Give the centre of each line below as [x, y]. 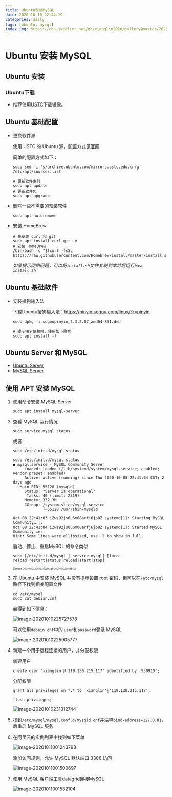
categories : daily [25, 19]
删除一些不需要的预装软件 [40, 206]
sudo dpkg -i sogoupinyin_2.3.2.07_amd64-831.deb [67, 321]
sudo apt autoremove [35, 216]
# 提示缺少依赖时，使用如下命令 [42, 331]
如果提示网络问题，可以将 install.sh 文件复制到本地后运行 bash [78, 265]
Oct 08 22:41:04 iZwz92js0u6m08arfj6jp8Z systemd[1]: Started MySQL [87, 527]
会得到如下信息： [31, 609]
